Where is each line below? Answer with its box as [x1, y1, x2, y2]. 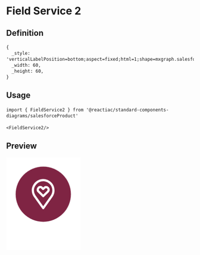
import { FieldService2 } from [6, 107, 84, 113]
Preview [6, 141, 37, 151]
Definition [6, 28, 43, 38]
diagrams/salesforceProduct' [6, 113, 79, 119]
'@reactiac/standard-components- [86, 107, 169, 113]
